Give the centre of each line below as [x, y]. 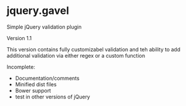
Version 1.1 [19, 38]
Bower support [33, 90]
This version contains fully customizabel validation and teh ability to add [94, 49]
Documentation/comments [47, 78]
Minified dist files [36, 84]
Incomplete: [21, 67]
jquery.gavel [38, 11]
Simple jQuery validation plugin [44, 27]
